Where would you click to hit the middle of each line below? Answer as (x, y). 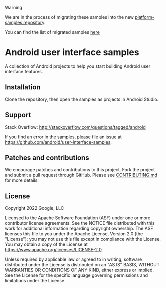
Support (18, 115)
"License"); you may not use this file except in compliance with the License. (83, 239)
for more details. (22, 180)
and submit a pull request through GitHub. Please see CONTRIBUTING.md (81, 175)
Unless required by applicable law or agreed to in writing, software (74, 259)
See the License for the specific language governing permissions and (77, 275)
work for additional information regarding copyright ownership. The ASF (79, 229)
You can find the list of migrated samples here (52, 32)
